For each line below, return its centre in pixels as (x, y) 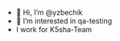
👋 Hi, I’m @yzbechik (49, 12)
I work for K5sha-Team (54, 29)
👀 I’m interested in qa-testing (64, 21)
